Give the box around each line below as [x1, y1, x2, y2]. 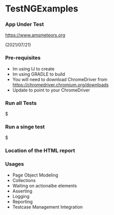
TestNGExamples [5, 3, 79, 14]
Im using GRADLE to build [12, 71, 66, 77]
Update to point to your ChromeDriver [12, 87, 91, 93]
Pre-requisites [5, 54, 41, 61]
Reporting [12, 198, 33, 204]
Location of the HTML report [5, 147, 76, 154]
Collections [12, 177, 36, 183]
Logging [12, 193, 30, 199]
